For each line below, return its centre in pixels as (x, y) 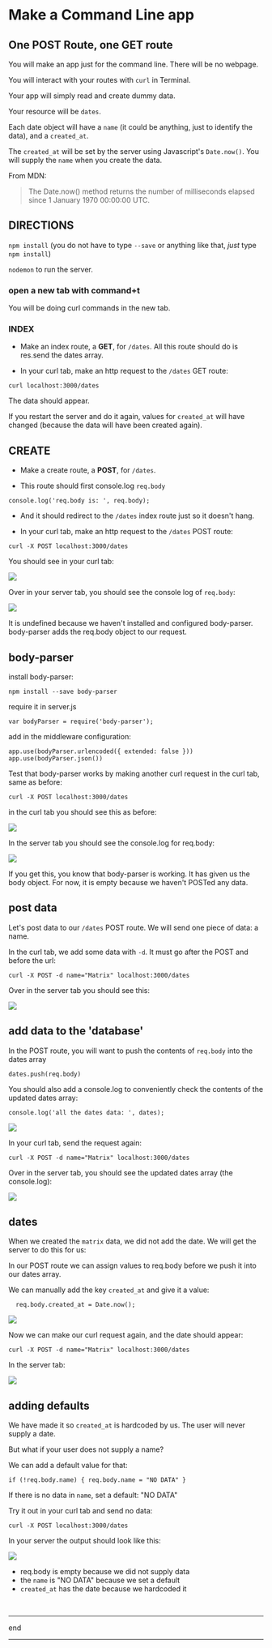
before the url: (32, 960)
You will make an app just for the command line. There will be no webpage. (134, 64)
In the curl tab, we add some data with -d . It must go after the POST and (128, 952)
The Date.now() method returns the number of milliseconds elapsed (141, 191)
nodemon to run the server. (51, 269)
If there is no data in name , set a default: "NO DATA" (93, 1495)
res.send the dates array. (62, 355)
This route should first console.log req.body (93, 486)
